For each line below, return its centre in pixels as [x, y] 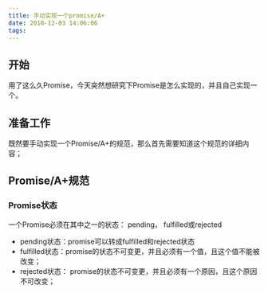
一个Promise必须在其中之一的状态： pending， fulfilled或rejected [115, 225]
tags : [17, 30]
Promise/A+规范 [49, 181]
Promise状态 [33, 205]
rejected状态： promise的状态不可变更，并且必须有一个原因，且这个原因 [138, 271]
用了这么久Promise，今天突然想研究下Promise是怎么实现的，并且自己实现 [130, 85]
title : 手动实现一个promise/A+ [57, 16]
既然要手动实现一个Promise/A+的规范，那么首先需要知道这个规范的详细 [125, 143]
